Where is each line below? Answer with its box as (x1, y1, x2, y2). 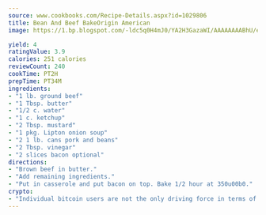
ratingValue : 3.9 (8, 48, 66, 56)
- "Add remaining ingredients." (8, 173, 115, 181)
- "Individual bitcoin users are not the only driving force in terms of (8, 194, 257, 202)
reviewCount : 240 (8, 62, 66, 71)
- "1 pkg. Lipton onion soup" (8, 129, 108, 137)
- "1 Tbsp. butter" (8, 100, 73, 107)
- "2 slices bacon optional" (8, 151, 104, 159)
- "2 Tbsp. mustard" (8, 122, 77, 130)
